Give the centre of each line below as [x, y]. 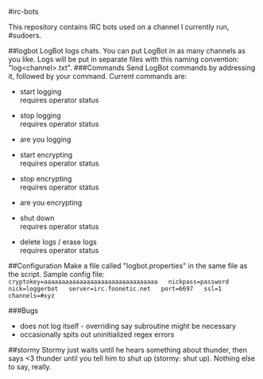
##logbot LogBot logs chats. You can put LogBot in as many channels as [127, 51]
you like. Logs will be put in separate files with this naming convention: [124, 59]
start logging [41, 92]
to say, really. [30, 367]
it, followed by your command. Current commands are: [98, 76]
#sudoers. [25, 35]
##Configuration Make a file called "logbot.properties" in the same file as [128, 266]
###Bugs [23, 311]
